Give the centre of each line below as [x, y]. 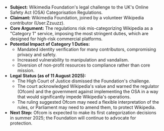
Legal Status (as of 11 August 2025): [48, 76]
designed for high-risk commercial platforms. [56, 39]
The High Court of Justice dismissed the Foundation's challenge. [84, 81]
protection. [21, 123]
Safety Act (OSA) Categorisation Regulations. [56, 12]
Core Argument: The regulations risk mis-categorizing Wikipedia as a [81, 28]
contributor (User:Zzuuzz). [37, 23]
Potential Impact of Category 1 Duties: [50, 44]
